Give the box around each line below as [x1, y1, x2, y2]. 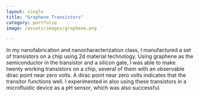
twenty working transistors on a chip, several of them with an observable [6, 66, 185, 73]
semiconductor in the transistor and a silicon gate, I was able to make [6, 59, 176, 66]
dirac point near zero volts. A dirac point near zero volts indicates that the [6, 72, 186, 79]
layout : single [6, 8, 44, 15]
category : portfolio [6, 20, 58, 25]
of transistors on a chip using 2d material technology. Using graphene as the [6, 53, 194, 60]
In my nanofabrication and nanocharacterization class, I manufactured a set [6, 47, 191, 54]
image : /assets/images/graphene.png [6, 25, 97, 31]
